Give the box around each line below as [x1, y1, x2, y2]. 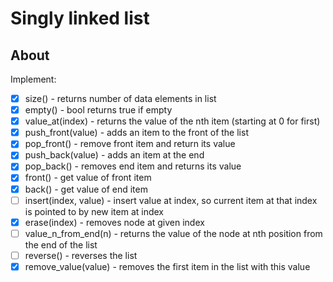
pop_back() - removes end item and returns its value [24, 160, 242, 172]
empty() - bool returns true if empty [24, 104, 173, 116]
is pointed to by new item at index [24, 205, 165, 217]
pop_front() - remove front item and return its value [24, 138, 236, 150]
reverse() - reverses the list [24, 249, 138, 261]
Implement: [10, 73, 57, 85]
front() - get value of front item [24, 172, 152, 184]
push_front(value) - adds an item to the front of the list [24, 127, 249, 139]
